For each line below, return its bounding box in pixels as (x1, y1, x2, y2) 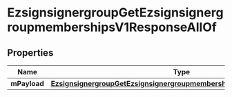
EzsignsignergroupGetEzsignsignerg (7, 5, 224, 21)
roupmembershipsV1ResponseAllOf (7, 19, 217, 35)
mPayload (10, 79, 45, 88)
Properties (7, 47, 54, 58)
